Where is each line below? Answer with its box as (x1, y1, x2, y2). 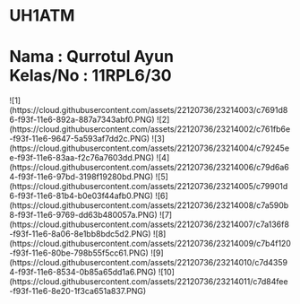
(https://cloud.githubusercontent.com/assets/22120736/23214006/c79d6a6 (9, 162, 289, 173)
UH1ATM (9, 5, 75, 26)
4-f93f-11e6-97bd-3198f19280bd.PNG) (9, 171, 154, 182)
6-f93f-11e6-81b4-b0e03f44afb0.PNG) (9, 190, 154, 202)
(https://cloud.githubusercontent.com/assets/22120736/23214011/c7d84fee (9, 276, 288, 287)
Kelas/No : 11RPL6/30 (9, 65, 172, 86)
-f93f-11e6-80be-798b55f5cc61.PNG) (9, 248, 150, 258)
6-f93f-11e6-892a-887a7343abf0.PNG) (9, 114, 155, 126)
